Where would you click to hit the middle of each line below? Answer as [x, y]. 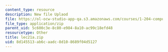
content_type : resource [30, 10]
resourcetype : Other [27, 33]
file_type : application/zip [34, 24]
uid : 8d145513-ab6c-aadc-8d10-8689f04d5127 [51, 42]
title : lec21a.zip [24, 38]
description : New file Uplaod [37, 14]
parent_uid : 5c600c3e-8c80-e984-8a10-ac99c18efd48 [59, 28]
